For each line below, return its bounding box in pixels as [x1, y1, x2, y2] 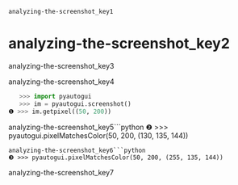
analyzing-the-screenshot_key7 [8, 167, 115, 177]
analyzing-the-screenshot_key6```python [8, 146, 147, 154]
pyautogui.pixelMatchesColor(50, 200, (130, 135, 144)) [8, 130, 189, 141]
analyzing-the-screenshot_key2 [8, 35, 230, 53]
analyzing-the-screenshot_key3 [8, 61, 115, 70]
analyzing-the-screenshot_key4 [8, 77, 115, 86]
